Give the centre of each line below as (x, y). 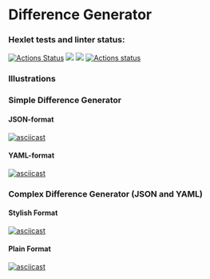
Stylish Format (33, 213)
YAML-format (32, 155)
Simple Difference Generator (65, 100)
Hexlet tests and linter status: (67, 40)
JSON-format (31, 119)
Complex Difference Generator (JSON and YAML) (106, 193)
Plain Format (30, 249)
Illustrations (32, 79)
